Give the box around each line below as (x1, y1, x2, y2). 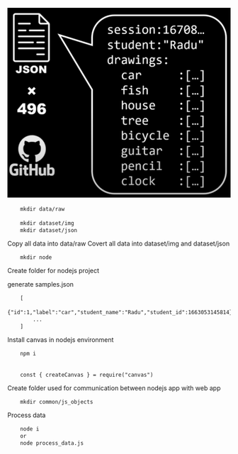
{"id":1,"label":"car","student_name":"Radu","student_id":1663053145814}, (7, 309, 236, 316)
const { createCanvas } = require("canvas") (20, 372, 154, 379)
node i (20, 426, 40, 433)
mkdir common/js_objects (20, 399, 93, 406)
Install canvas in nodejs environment (7, 336, 114, 344)
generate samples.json (7, 280, 74, 289)
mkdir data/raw (20, 206, 65, 213)
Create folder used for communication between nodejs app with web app (7, 384, 221, 392)
